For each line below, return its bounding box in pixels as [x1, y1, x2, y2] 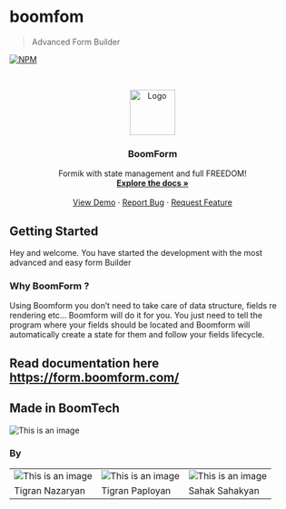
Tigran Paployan [101, 484, 172, 496]
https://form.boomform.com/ [9, 369, 180, 385]
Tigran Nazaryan [14, 484, 86, 496]
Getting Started [9, 223, 99, 239]
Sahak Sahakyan [188, 484, 261, 496]
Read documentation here [9, 356, 160, 371]
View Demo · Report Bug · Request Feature [72, 197, 233, 208]
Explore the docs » [116, 178, 189, 189]
